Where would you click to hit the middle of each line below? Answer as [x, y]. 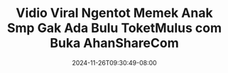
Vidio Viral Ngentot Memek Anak [114, 13]
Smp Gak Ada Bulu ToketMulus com [114, 28]
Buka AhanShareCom [114, 43]
